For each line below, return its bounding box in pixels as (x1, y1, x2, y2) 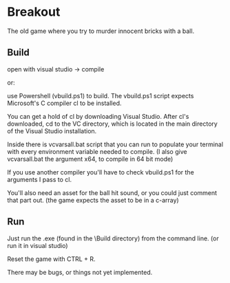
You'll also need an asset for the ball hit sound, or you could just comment (7, 188, 218, 196)
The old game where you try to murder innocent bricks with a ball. (7, 27, 195, 35)
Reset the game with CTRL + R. (7, 255, 96, 263)
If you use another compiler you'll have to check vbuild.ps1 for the (7, 168, 194, 176)
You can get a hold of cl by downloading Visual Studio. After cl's (7, 112, 189, 120)
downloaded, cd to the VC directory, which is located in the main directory (7, 120, 218, 128)
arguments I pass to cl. (7, 175, 72, 183)
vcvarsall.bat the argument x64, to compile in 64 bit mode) (7, 155, 174, 163)
